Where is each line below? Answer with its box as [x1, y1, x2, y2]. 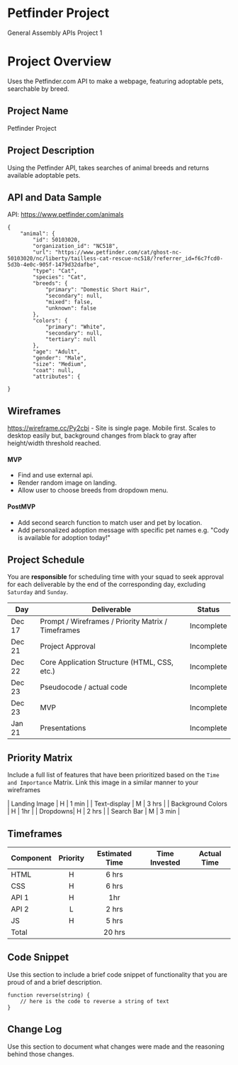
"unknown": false [45, 305, 97, 312]
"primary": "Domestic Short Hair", [45, 286, 151, 293]
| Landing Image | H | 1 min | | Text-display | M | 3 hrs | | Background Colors [7, 799, 228, 808]
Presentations [40, 723, 86, 733]
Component [11, 853, 52, 863]
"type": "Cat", [33, 268, 78, 275]
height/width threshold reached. [7, 439, 101, 448]
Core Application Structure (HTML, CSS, [40, 657, 174, 667]
